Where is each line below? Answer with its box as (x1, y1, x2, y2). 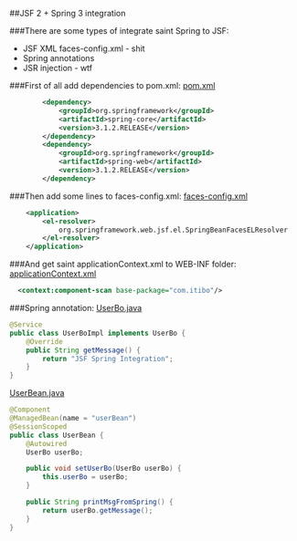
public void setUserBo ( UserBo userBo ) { (26, 464, 182, 473)
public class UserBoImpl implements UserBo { (9, 328, 186, 338)
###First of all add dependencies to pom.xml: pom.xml (9, 80, 216, 90)
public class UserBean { (9, 431, 104, 440)
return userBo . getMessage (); (42, 505, 154, 515)
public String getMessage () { (26, 346, 142, 355)
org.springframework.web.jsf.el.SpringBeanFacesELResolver (58, 225, 288, 234)
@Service (9, 320, 43, 329)
